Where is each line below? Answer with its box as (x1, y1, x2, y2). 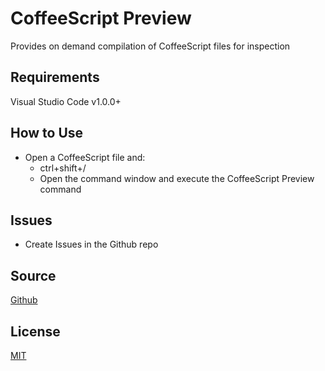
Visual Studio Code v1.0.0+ (10, 95, 122, 107)
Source (10, 267, 57, 284)
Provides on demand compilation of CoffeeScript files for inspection (10, 40, 291, 52)
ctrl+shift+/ (39, 162, 87, 174)
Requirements (10, 69, 100, 86)
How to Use (10, 125, 84, 142)
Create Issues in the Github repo (24, 238, 159, 251)
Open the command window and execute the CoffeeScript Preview (39, 172, 315, 184)
